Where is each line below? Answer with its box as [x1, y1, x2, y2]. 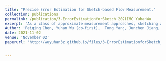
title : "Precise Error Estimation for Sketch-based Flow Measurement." [5, 7, 156, 12]
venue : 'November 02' [5, 35, 50, 40]
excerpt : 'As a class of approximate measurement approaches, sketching [5, 21, 158, 26]
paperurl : [5, 40, 26, 45]
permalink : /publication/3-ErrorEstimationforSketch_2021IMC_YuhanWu [5, 16, 152, 21]
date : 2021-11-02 [5, 30, 41, 35]
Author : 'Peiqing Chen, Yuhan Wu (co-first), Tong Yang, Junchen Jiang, [5, 26, 161, 31]
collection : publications [5, 12, 58, 17]
